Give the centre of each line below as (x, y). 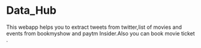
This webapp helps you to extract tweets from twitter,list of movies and (94, 27)
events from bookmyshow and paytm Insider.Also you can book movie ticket (100, 33)
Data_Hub (31, 10)
